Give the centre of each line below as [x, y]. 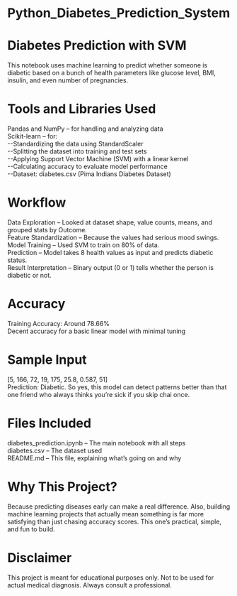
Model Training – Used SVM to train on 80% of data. [83, 245]
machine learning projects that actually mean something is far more [105, 514]
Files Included [50, 423]
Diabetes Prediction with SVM [97, 46]
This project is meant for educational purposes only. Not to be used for [111, 578]
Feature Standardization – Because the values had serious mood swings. [113, 237]
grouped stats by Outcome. [47, 230]
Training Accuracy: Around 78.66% [58, 323]
